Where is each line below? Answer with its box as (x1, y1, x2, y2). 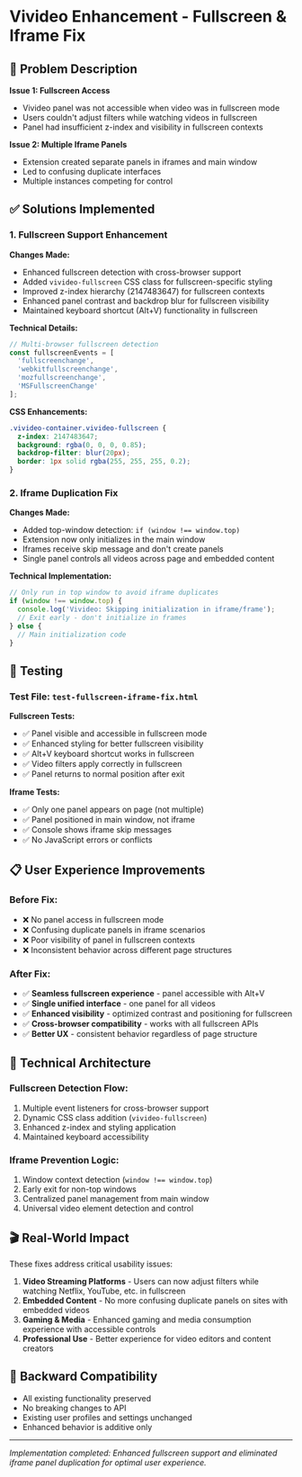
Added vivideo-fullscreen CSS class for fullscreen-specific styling (22, 276, 273, 287)
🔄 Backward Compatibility (9, 1369, 158, 1384)
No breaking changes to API (22, 1402, 127, 1413)
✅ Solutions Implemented (9, 202, 155, 217)
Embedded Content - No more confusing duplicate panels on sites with (22, 1294, 289, 1306)
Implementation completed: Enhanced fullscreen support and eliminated (9, 1447, 278, 1458)
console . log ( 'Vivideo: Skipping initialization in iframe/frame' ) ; (17, 605, 276, 614)
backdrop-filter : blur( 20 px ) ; (17, 448, 130, 458)
